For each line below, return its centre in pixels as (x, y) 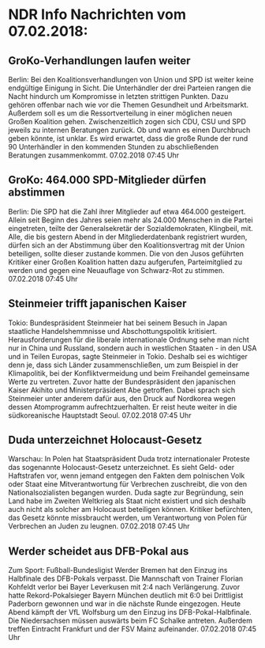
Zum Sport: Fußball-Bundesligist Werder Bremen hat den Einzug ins (118, 570)
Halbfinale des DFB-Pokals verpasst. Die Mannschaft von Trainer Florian (126, 578)
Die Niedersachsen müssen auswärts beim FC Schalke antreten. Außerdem (131, 621)
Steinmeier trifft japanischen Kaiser (97, 303)
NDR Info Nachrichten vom (97, 15)
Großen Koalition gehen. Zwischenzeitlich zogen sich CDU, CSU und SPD (127, 121)
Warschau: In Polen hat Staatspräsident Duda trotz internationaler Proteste (129, 459)
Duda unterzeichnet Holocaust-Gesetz (105, 440)
